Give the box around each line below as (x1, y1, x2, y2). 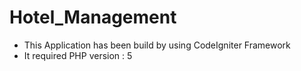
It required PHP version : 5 (23, 49, 133, 61)
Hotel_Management (9, 6, 177, 29)
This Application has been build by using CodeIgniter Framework (23, 39, 291, 51)
